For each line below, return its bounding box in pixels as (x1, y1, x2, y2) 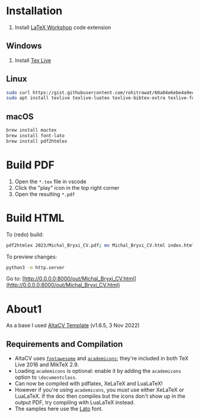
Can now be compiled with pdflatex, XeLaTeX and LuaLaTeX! (14, 380, 163, 387)
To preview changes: (6, 253, 57, 260)
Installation (6, 4, 63, 18)
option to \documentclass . (14, 374, 77, 381)
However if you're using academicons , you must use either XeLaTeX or (14, 387, 185, 394)
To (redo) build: (6, 231, 44, 238)
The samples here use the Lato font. (14, 405, 104, 413)
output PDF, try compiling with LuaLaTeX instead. (14, 399, 135, 406)
